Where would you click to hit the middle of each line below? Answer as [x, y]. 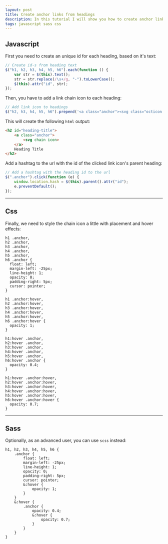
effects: [13, 228]
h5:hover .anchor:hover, [31, 395]
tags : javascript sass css [33, 24]
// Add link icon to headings [37, 107]
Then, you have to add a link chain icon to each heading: [63, 98]
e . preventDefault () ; [35, 186]
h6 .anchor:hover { [25, 321]
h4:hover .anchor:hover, [31, 391]
